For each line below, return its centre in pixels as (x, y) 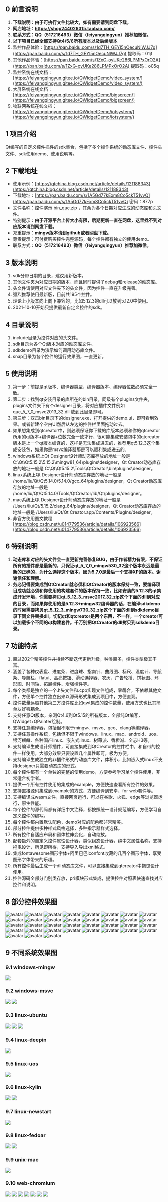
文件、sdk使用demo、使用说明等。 (42, 153)
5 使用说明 (22, 373)
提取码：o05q (145, 66)
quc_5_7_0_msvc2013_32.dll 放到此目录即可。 (59, 412)
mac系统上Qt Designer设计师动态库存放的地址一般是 (67, 499)
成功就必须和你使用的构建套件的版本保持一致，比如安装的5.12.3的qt (87, 590)
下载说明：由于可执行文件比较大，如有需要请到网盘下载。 (72, 22)
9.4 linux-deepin (26, 1040)
